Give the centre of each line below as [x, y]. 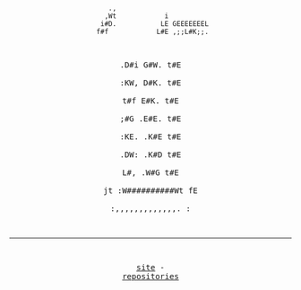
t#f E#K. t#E [150, 101]
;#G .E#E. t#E [150, 119]
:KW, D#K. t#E [150, 83]
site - [150, 267]
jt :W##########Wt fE [150, 191]
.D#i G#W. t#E [150, 65]
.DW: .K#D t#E [150, 155]
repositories [150, 276]
